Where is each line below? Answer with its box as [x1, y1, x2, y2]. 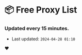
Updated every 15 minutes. [4, 25, 69, 32]
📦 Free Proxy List [4, 4, 77, 16]
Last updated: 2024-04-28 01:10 [11, 36, 76, 42]
